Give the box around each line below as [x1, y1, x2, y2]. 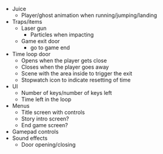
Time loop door [12, 51, 50, 57]
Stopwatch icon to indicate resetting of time [21, 76, 131, 83]
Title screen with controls [21, 109, 85, 116]
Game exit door [21, 38, 60, 44]
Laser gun [21, 24, 47, 32]
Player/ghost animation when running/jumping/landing [21, 12, 158, 19]
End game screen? [21, 122, 68, 128]
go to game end [30, 44, 70, 51]
